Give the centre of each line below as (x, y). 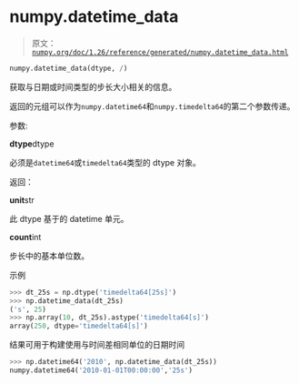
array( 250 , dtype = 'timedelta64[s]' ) (79, 326)
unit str (22, 200)
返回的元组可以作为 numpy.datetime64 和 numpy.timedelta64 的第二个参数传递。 (152, 106)
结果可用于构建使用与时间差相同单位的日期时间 (97, 345)
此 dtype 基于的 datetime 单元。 (69, 218)
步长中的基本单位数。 (49, 256)
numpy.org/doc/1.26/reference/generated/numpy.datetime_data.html (160, 52)
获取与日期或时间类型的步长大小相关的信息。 (93, 86)
